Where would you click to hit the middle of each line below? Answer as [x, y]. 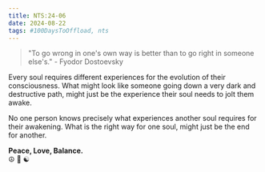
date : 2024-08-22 [37, 23]
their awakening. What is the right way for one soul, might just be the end [129, 127]
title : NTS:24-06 [37, 16]
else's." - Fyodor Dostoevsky [76, 62]
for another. [28, 135]
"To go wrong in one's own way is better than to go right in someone [141, 54]
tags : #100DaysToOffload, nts [59, 30]
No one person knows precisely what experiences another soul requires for [133, 118]
